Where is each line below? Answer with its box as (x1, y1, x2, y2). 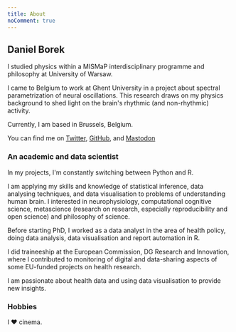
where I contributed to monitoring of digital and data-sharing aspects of (7, 254, 218, 264)
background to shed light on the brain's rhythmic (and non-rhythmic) (7, 99, 210, 108)
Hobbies (7, 301, 38, 311)
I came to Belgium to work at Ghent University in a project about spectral (7, 83, 220, 93)
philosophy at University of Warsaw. (7, 70, 113, 78)
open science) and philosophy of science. (7, 212, 130, 221)
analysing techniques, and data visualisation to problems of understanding (7, 190, 226, 198)
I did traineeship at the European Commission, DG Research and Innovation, (7, 247, 230, 256)
